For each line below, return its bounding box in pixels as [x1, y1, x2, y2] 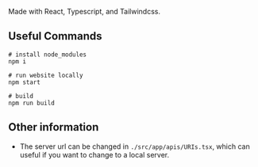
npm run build [8, 99, 56, 107]
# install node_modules [8, 51, 87, 59]
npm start [8, 78, 41, 86]
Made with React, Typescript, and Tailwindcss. [8, 7, 161, 16]
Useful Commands [8, 29, 102, 43]
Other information [8, 120, 99, 134]
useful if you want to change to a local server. [19, 150, 170, 159]
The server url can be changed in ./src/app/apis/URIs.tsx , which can [19, 142, 250, 151]
